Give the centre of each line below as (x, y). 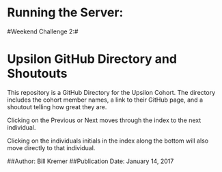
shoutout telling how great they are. (57, 106)
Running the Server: (65, 13)
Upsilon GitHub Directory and (92, 59)
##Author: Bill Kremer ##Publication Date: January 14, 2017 (91, 161)
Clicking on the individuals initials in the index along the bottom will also (108, 141)
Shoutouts (37, 74)
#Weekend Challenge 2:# (43, 31)
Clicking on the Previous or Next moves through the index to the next (104, 120)
